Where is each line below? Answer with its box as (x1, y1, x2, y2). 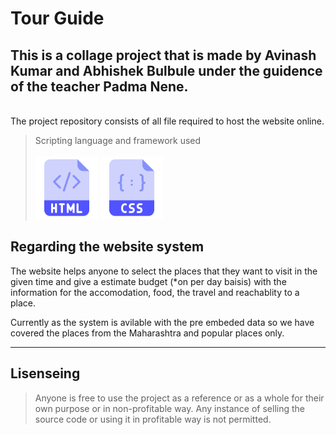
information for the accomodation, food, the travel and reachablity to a (10, 286, 300, 298)
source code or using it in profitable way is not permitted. (34, 413, 272, 425)
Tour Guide (10, 7, 105, 30)
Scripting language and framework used (34, 135, 202, 146)
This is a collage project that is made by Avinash (10, 47, 317, 64)
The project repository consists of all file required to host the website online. (10, 115, 325, 127)
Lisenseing (10, 365, 81, 382)
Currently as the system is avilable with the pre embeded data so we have (10, 316, 315, 328)
